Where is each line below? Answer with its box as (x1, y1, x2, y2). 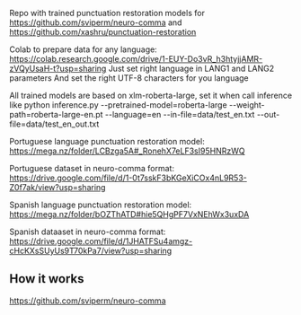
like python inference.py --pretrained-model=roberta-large (9, 100, 227, 110)
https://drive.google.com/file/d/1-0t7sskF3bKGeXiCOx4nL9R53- (9, 172, 247, 183)
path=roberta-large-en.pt (9, 109, 103, 119)
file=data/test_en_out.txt (9, 118, 100, 129)
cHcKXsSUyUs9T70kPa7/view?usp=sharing (9, 246, 173, 256)
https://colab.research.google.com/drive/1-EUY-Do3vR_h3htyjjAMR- (9, 54, 263, 64)
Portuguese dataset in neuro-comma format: (9, 163, 175, 173)
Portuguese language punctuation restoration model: (9, 136, 205, 146)
